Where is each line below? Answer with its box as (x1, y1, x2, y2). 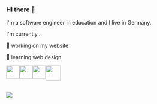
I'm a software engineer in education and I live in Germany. (6, 19, 152, 26)
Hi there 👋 (6, 5, 36, 14)
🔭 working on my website (6, 42, 69, 50)
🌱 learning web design (6, 54, 62, 61)
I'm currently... (6, 30, 42, 38)
